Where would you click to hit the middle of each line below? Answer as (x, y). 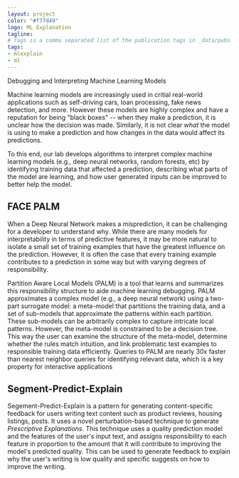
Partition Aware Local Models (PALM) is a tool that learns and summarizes (116, 283)
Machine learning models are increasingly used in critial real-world (105, 94)
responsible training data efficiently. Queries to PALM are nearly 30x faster (117, 351)
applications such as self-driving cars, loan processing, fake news (104, 102)
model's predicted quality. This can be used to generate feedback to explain (119, 452)
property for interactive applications (60, 366)
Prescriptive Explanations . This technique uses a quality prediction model (115, 429)
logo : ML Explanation (39, 27)
